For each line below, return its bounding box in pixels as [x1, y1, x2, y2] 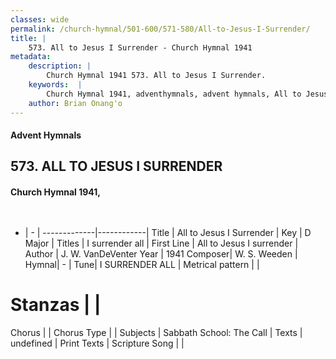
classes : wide [10, 14, 70, 25]
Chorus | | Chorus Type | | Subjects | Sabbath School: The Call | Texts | [10, 326, 303, 338]
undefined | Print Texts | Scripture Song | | [10, 337, 185, 349]
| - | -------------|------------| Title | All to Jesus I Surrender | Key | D [24, 226, 312, 238]
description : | [28, 61, 92, 71]
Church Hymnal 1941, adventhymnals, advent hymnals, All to [46, 89, 302, 99]
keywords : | [28, 80, 83, 90]
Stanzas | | [10, 293, 102, 316]
